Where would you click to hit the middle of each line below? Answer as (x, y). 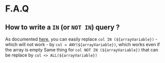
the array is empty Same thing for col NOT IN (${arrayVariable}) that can (82, 50)
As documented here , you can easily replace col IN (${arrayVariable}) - (81, 39)
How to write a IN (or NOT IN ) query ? (62, 27)
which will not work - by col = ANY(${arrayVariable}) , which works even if (82, 44)
